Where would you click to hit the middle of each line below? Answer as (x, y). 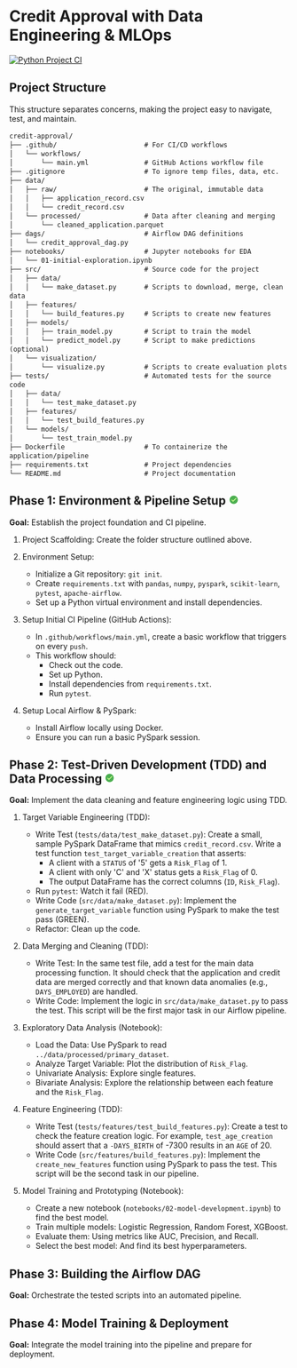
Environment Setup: (58, 556)
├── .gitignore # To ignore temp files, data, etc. (144, 171)
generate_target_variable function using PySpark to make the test (157, 910)
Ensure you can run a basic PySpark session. (118, 737)
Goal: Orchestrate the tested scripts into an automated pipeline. (125, 1295)
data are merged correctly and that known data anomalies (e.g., (152, 982)
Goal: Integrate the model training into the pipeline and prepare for (131, 1344)
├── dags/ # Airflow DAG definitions (126, 234)
